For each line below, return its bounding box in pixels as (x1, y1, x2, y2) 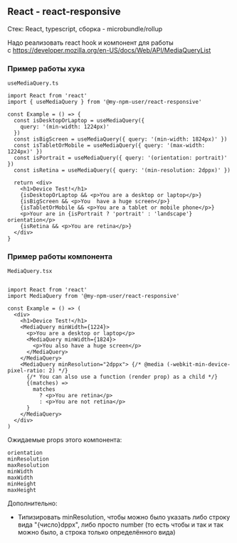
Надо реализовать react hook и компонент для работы (7, 38, 174, 47)
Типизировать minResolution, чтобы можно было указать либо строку (17, 513, 231, 522)
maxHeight (7, 487, 37, 494)
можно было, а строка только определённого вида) (17, 528, 176, 537)
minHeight (7, 480, 37, 488)
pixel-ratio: (7, 367, 46, 375)
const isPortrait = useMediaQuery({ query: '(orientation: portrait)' (14, 154, 228, 162)
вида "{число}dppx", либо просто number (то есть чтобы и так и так (17, 520, 224, 529)
